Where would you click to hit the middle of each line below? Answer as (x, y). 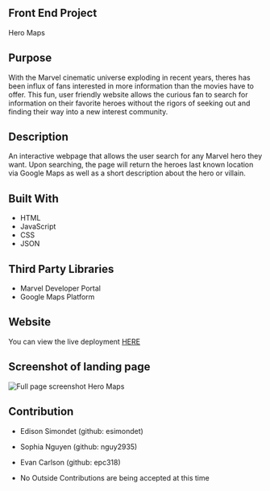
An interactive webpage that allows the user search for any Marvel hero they (135, 156)
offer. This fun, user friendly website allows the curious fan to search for (128, 94)
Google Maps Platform (57, 297)
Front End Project (53, 13)
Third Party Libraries (61, 269)
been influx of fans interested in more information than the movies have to (131, 86)
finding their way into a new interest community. (88, 111)
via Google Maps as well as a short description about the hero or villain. (127, 173)
